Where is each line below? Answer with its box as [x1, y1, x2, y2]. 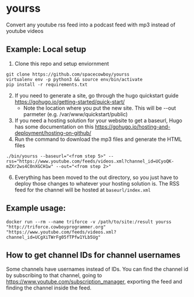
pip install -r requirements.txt [6, 82, 88, 87]
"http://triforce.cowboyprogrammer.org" [6, 224, 107, 230]
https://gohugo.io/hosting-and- [94, 123, 171, 130]
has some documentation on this [14, 123, 94, 130]
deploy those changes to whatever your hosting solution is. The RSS [14, 180, 180, 187]
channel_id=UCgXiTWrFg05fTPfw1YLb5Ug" [6, 234, 101, 240]
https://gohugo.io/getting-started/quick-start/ [14, 98, 125, 105]
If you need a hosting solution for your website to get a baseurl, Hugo [14, 117, 183, 124]
